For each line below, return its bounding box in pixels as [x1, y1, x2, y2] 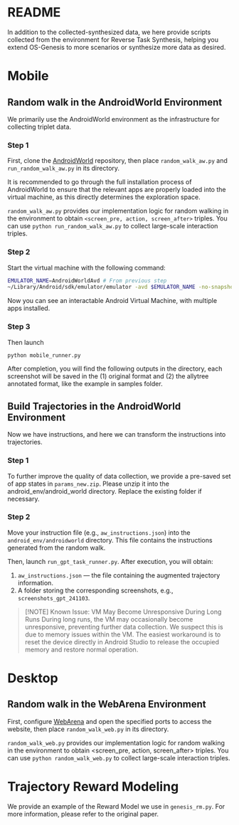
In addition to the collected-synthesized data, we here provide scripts [7, 28, 211, 36]
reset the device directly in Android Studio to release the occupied [24, 637, 219, 646]
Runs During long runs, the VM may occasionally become [24, 614, 193, 623]
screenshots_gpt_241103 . [17, 593, 90, 602]
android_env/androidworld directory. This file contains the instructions [7, 536, 213, 544]
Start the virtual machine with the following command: [7, 263, 166, 272]
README [7, 4, 61, 21]
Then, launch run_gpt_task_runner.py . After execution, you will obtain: [7, 557, 213, 565]
